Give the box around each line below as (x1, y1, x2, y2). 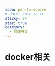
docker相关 (5, 52, 51, 63)
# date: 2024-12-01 (5, 12, 44, 16)
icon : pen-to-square (5, 7, 47, 12)
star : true (5, 20, 27, 26)
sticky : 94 (5, 16, 27, 21)
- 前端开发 (9, 29, 28, 34)
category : (5, 25, 25, 30)
